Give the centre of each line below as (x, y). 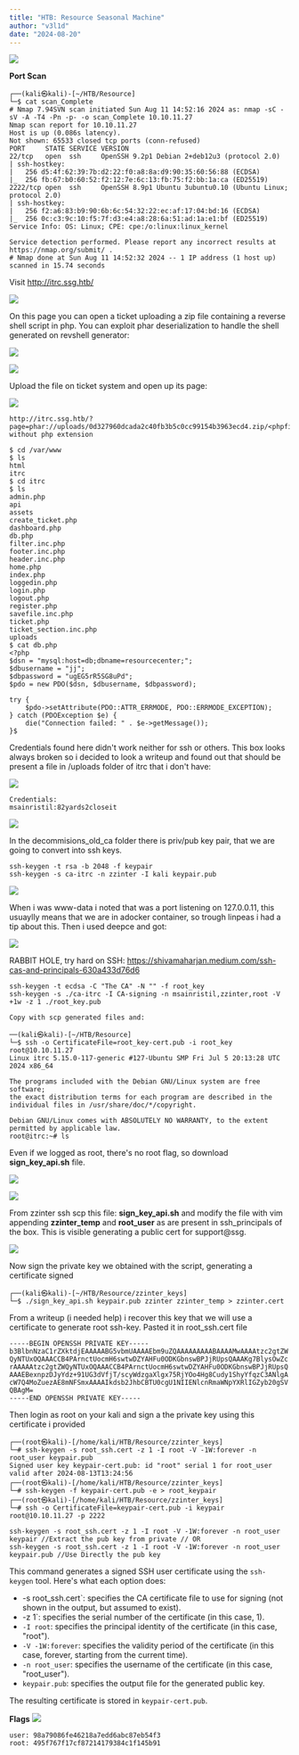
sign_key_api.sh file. (48, 1162)
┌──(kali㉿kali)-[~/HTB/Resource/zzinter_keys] (98, 1294)
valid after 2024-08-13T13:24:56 (71, 1474)
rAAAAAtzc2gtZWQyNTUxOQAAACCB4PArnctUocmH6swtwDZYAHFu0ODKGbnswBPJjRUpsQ (149, 1367)
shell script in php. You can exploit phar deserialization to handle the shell (144, 325)
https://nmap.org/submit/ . (61, 251)
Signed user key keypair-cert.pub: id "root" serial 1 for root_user (141, 1466)
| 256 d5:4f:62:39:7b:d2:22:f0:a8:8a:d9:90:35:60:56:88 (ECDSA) (135, 172)
